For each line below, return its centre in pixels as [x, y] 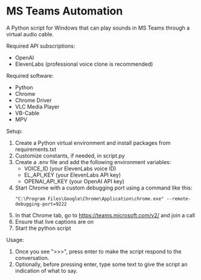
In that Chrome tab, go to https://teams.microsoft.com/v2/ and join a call [105, 215]
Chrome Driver [33, 100]
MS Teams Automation [65, 11]
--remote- [179, 199]
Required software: [30, 75]
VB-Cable [27, 113]
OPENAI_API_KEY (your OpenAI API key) [74, 181]
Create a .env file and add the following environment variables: [93, 162]
